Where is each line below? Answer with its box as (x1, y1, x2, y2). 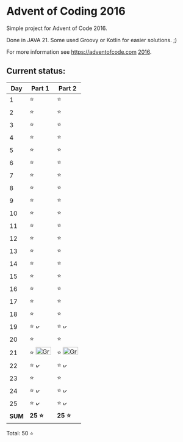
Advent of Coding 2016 (6, 4, 126, 18)
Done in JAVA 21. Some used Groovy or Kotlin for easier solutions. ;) (6, 36, 178, 43)
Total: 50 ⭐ (6, 429, 34, 436)
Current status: (6, 66, 66, 76)
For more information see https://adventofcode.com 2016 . (6, 48, 152, 56)
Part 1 (31, 84, 50, 92)
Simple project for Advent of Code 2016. (6, 24, 108, 32)
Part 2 (59, 84, 77, 92)
